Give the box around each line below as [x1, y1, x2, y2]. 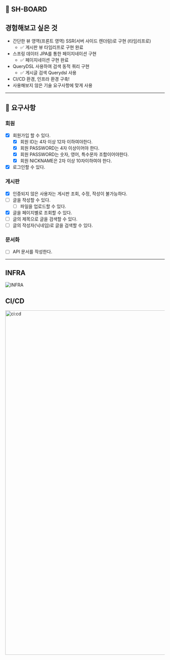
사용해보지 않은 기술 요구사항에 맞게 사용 [12, 82, 93, 89]
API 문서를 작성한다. [12, 249, 53, 255]
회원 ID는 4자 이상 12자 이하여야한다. [20, 138, 93, 144]
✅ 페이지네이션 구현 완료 [20, 57, 69, 63]
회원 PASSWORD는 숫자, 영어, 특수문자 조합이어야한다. [20, 152, 129, 158]
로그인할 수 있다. [12, 164, 46, 170]
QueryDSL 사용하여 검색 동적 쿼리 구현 [12, 63, 90, 69]
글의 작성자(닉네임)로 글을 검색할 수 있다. [12, 222, 93, 228]
